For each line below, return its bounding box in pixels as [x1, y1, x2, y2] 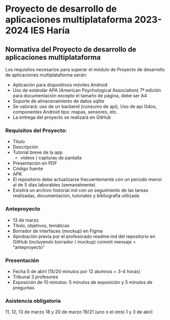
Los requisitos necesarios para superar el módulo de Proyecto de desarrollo [5, 67, 165, 72]
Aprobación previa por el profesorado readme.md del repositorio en [12, 233, 156, 239]
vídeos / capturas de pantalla [20, 155, 82, 161]
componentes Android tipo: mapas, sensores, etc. [12, 109, 118, 115]
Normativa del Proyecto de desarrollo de [5, 45, 136, 54]
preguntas [12, 284, 35, 290]
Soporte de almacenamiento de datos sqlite [12, 98, 105, 104]
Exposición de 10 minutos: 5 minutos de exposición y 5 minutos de [12, 279, 153, 285]
